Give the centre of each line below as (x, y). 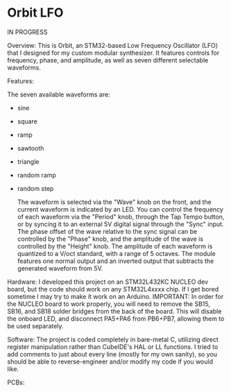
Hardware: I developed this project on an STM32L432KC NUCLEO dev (108, 282)
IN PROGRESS (27, 32)
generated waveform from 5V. (60, 268)
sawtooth (31, 148)
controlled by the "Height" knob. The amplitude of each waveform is (115, 246)
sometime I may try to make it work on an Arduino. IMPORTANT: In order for (115, 296)
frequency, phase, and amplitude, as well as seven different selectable (108, 60)
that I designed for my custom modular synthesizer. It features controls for (113, 53)
